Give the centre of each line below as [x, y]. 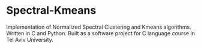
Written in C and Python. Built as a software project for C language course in [100, 33]
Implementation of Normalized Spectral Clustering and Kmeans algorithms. [99, 27]
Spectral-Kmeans [51, 10]
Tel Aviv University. [30, 39]
